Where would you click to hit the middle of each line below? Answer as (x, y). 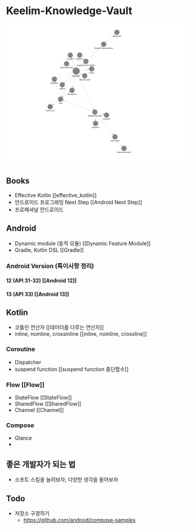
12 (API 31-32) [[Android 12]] (42, 281)
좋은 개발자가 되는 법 (41, 464)
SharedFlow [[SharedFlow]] (48, 404)
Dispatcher (28, 362)
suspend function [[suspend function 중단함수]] (72, 369)
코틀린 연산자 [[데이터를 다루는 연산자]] (59, 327)
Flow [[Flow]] (26, 385)
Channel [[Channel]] (39, 410)
